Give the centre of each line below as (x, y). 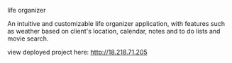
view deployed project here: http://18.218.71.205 (77, 52)
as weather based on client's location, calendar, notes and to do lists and (114, 31)
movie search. (28, 38)
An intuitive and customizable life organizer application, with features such (116, 23)
